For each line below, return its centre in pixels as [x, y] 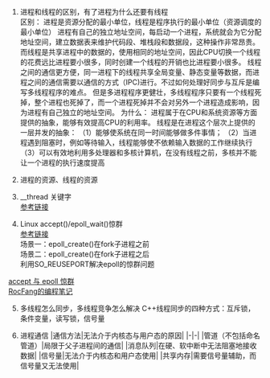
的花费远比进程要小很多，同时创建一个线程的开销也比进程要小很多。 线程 [141, 62]
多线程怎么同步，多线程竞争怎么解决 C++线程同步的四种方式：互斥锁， [137, 308]
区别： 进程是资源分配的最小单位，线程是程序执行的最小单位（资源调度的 [141, 22]
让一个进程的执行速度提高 [62, 162]
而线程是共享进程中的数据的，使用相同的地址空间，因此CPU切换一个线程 [140, 52]
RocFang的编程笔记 [41, 291]
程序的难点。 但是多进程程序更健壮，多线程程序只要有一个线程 [151, 92]
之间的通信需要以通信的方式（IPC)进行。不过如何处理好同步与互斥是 [140, 82]
